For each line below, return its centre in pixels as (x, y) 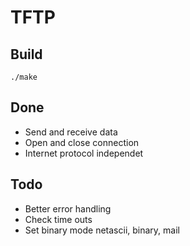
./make (24, 77)
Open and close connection (82, 142)
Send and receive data (71, 132)
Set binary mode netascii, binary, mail (102, 230)
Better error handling (68, 208)
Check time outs (58, 219)
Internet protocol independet (84, 153)
